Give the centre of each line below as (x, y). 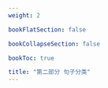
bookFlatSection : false (47, 29)
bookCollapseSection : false (54, 44)
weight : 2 (24, 15)
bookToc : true (32, 58)
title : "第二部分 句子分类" (49, 72)
